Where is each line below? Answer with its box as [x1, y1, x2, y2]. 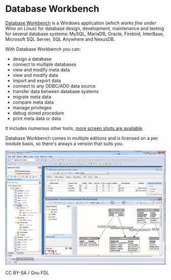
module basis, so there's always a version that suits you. [5, 141, 124, 147]
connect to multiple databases [12, 61, 76, 67]
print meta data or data [12, 115, 61, 121]
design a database [12, 55, 52, 62]
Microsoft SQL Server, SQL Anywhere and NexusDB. [5, 36, 116, 42]
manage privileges [12, 104, 52, 110]
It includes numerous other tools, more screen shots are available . [5, 125, 144, 131]
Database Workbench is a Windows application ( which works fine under [5, 20, 157, 26]
